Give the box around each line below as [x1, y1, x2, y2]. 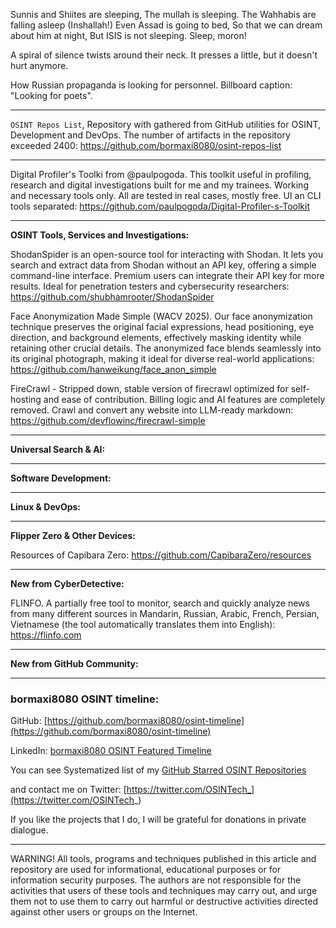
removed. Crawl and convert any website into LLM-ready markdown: [10, 404, 294, 416]
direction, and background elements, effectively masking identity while [10, 332, 302, 343]
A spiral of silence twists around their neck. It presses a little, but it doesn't [10, 49, 318, 61]
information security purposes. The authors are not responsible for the [10, 874, 302, 886]
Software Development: [10, 472, 112, 484]
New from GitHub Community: [10, 658, 139, 669]
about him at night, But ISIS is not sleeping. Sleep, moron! [10, 30, 247, 41]
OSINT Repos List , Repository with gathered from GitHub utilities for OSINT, [10, 119, 322, 130]
